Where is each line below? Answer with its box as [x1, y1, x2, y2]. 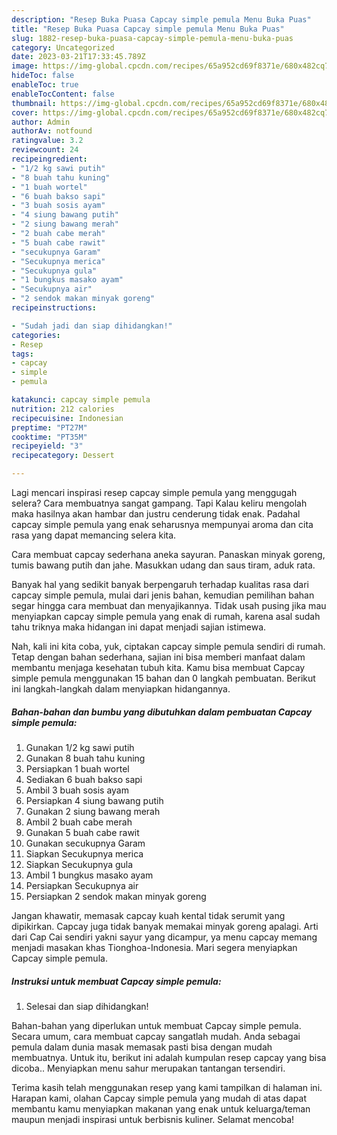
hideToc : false [11, 71, 75, 81]
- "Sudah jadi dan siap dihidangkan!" [11, 321, 173, 331]
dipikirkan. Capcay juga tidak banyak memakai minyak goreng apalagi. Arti [11, 920, 319, 932]
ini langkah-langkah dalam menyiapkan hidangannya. [11, 683, 231, 695]
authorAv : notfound [11, 126, 93, 136]
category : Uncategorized [11, 42, 115, 53]
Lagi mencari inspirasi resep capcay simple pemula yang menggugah [11, 487, 298, 498]
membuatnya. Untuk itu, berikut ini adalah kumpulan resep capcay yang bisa [11, 1051, 327, 1063]
